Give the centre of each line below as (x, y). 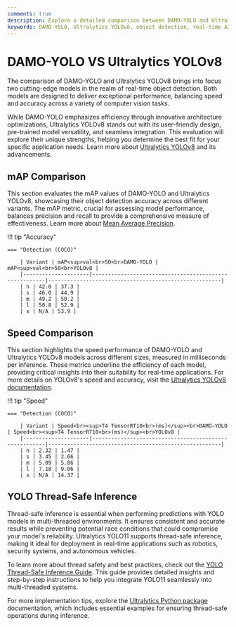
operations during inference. (48, 615)
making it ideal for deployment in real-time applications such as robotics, (113, 543)
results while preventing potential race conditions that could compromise (113, 529)
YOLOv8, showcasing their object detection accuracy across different (108, 201)
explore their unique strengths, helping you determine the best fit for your (113, 140)
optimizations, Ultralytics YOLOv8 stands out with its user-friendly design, (114, 124)
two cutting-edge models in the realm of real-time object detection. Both (112, 89)
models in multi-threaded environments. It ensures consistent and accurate (116, 521)
